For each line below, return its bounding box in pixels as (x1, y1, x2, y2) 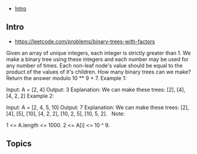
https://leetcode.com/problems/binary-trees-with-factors (14, 38, 155, 45)
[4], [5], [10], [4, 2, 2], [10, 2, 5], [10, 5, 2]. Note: (6, 110, 125, 117)
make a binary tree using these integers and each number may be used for (6, 56, 189, 63)
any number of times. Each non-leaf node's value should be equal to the (6, 62, 183, 69)
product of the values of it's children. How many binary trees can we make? (6, 68, 191, 75)
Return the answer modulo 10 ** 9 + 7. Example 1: (6, 74, 127, 82)
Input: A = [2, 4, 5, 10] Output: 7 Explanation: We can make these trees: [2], (6, 104, 189, 111)
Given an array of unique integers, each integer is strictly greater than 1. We (6, 49, 191, 56)
